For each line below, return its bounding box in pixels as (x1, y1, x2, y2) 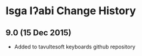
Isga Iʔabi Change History (5, 4, 137, 18)
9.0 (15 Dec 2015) (5, 28, 72, 38)
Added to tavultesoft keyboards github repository (14, 43, 135, 50)
